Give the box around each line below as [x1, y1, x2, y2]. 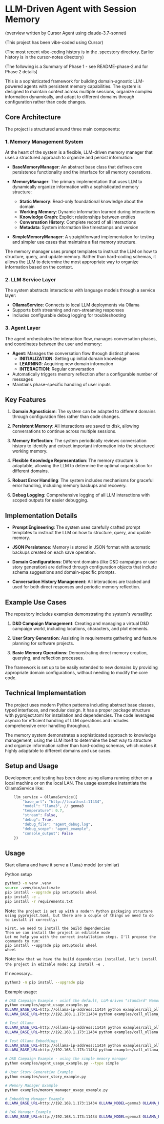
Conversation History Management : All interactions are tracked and [12, 579, 150, 584]
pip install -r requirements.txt [5, 899, 73, 904]
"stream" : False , [22, 813, 58, 818]
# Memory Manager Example [5, 1083, 58, 1088]
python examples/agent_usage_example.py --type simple [5, 1061, 119, 1066]
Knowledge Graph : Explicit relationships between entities [19, 214, 136, 220]
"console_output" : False [22, 831, 73, 836]
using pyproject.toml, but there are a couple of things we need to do [5, 913, 154, 918]
